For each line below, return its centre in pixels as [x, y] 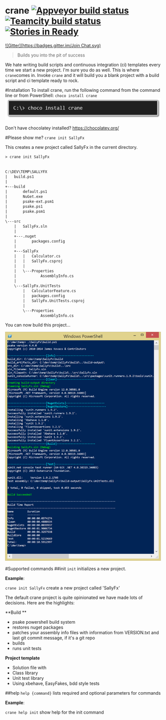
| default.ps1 [26, 192]
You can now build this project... [38, 325]
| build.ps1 [20, 177]
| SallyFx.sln [31, 227]
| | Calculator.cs [37, 256]
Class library [25, 673]
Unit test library [28, 678]
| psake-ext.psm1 [30, 202]
